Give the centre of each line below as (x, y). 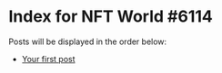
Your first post (48, 59)
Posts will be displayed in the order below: (88, 41)
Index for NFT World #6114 (111, 17)
